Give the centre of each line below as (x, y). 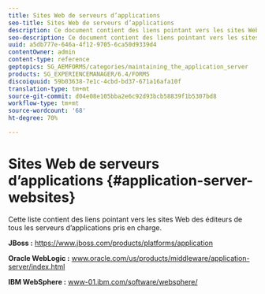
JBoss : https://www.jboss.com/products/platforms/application (110, 243)
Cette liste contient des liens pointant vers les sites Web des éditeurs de (125, 219)
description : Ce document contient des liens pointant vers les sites (127, 30)
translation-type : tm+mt (49, 89)
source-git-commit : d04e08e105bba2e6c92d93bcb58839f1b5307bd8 (112, 96)
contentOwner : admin (42, 52)
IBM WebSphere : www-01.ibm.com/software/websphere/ (103, 281)
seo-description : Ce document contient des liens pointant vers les (123, 37)
